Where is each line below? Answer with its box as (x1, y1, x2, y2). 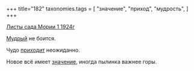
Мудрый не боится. (6, 35, 56, 42)
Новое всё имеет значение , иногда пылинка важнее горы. (6, 58, 157, 65)
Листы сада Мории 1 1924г (6, 23, 75, 30)
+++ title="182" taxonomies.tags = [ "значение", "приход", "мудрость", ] (6, 5, 189, 12)
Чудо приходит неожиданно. (6, 46, 80, 54)
